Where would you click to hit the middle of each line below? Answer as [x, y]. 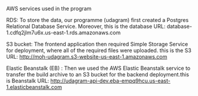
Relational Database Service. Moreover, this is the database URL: [86, 26]
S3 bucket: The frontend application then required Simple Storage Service [97, 44]
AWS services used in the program [49, 9]
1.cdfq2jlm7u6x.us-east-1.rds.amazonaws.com [64, 33]
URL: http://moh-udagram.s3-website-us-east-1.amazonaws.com [87, 57]
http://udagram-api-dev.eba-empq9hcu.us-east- [111, 81]
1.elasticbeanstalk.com [34, 87]
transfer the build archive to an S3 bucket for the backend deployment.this [98, 74]
